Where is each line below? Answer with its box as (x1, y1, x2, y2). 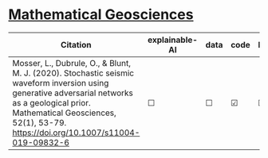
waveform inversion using (12, 77, 109, 88)
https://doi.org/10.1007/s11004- (12, 127, 140, 138)
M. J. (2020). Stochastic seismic (12, 67, 135, 79)
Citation (61, 39, 92, 50)
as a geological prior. (12, 97, 92, 108)
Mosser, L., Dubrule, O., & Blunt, (12, 57, 132, 68)
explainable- (147, 34, 198, 45)
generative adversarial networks (12, 87, 134, 98)
